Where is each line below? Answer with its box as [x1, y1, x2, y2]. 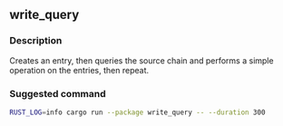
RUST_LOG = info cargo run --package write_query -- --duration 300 [9, 108, 266, 117]
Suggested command [9, 87, 106, 100]
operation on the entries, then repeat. [9, 64, 150, 75]
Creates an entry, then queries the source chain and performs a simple [9, 54, 274, 66]
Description [9, 34, 63, 47]
